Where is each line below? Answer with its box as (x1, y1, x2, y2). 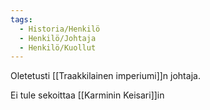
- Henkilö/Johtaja (19, 33, 97, 43)
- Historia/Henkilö (19, 24, 101, 34)
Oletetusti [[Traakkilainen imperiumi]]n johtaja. (10, 70, 201, 82)
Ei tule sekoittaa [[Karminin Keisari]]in (10, 89, 165, 101)
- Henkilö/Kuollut (19, 42, 97, 53)
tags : (10, 14, 33, 25)
